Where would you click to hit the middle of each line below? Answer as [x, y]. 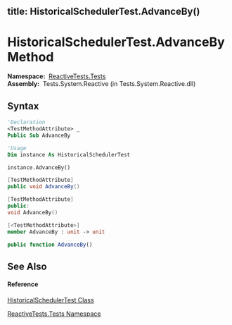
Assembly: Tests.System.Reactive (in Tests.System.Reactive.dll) [102, 84]
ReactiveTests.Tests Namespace [54, 314]
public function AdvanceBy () [50, 245]
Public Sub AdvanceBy [39, 135]
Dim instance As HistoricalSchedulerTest [69, 154]
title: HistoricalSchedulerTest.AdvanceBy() [104, 12]
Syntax [23, 106]
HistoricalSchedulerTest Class [51, 300]
